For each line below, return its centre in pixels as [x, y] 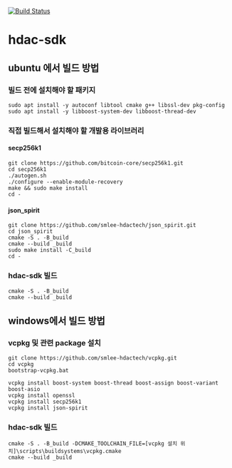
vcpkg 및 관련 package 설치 [55, 342]
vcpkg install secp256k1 [45, 402]
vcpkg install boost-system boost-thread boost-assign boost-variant [114, 383]
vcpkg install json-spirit [48, 408]
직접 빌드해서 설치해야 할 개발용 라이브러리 [76, 131]
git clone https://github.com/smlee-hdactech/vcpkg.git [93, 358]
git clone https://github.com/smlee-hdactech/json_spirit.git [102, 225]
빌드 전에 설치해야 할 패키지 [52, 90]
